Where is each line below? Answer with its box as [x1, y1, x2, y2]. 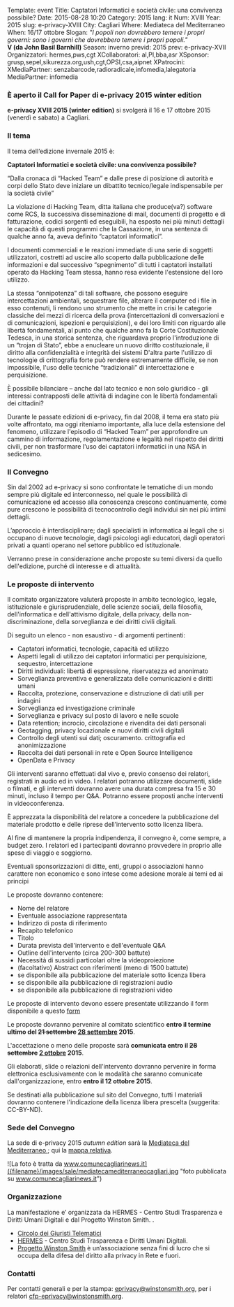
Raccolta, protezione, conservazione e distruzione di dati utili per [17, 689, 204, 698]
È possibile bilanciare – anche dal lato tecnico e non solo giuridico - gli [7, 384, 209, 392]
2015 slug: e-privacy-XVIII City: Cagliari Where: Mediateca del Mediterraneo [7, 21, 225, 29]
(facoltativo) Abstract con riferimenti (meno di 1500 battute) [17, 964, 189, 972]
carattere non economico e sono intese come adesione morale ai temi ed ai [7, 869, 224, 878]
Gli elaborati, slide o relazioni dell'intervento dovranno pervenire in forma [7, 1062, 217, 1071]
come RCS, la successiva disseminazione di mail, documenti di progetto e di [7, 210, 226, 218]
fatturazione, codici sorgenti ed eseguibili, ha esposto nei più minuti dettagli [7, 217, 225, 226]
